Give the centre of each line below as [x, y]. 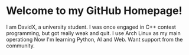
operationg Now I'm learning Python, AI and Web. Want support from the [94, 39]
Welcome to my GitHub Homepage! [94, 11]
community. [20, 46]
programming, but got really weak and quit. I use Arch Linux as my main [94, 33]
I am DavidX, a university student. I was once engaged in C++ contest [91, 27]
